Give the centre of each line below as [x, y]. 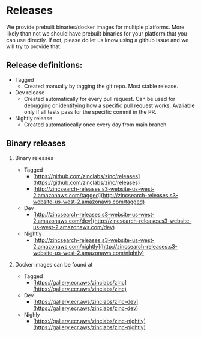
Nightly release [34, 118]
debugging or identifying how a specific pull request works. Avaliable [109, 105]
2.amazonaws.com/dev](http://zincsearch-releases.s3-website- [112, 221]
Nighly [32, 314]
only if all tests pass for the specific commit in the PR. [90, 111]
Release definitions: [44, 65]
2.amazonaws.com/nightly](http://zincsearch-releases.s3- [105, 246]
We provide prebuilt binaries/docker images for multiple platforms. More [95, 27]
